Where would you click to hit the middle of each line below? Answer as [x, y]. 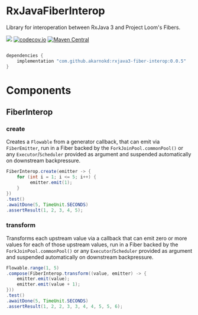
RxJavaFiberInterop [56, 11]
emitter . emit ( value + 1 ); [49, 285]
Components [39, 90]
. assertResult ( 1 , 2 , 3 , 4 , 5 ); [45, 210]
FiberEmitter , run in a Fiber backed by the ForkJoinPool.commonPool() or [95, 148]
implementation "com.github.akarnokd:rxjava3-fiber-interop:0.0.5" [101, 61]
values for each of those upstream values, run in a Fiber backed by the [92, 245]
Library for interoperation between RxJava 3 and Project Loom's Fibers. [93, 27]
